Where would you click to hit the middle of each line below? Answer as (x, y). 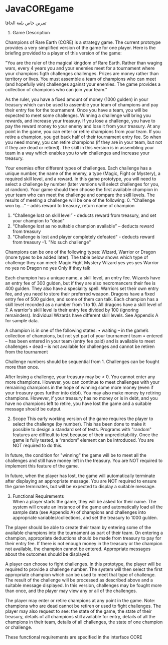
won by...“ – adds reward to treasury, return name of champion (70, 205)
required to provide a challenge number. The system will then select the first (84, 569)
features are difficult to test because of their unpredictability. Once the (85, 435)
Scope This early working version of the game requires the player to (83, 419)
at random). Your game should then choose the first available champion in (81, 189)
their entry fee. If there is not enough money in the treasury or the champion (84, 543)
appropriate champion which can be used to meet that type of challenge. (80, 574)
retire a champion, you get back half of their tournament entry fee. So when (83, 137)
